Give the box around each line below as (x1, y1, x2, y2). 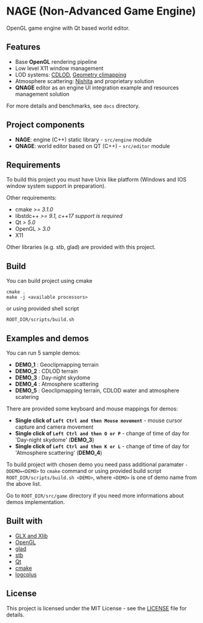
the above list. (6, 480, 41, 487)
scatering (15, 393, 39, 400)
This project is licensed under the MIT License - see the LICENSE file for (6, 604, 187, 611)
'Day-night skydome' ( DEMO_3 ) (15, 436, 95, 443)
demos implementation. (6, 499, 65, 505)
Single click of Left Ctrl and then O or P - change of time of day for (15, 430, 190, 437)
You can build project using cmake (6, 277, 93, 285)
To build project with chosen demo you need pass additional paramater (6, 461, 184, 468)
